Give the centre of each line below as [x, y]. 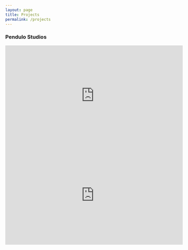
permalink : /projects [28, 19]
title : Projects [22, 15]
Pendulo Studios [26, 37]
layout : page [19, 10]
